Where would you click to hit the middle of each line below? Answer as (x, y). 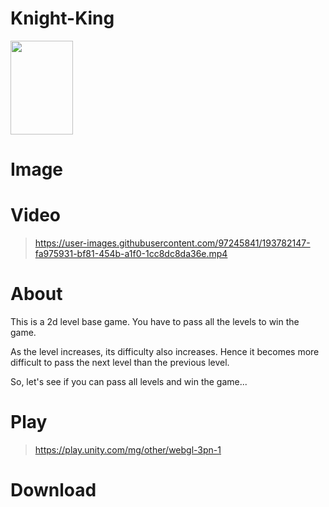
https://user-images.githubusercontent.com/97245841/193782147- (172, 243)
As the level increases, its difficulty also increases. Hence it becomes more (165, 351)
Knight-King (62, 18)
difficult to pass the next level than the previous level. (120, 362)
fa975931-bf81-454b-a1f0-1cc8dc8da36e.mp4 (131, 254)
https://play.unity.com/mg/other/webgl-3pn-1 (128, 449)
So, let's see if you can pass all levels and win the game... (129, 381)
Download (53, 490)
